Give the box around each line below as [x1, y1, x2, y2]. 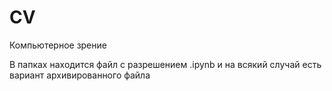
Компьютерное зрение [9, 39, 107, 51]
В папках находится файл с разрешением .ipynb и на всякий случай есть [9, 58, 322, 70]
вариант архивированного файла [9, 69, 151, 81]
